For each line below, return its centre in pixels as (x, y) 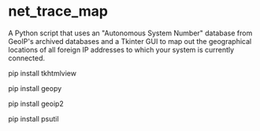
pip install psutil (33, 118)
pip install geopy (35, 88)
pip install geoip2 (36, 104)
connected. (27, 58)
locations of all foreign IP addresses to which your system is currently (121, 49)
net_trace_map (58, 11)
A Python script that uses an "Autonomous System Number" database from (130, 33)
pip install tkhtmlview (43, 73)
